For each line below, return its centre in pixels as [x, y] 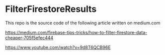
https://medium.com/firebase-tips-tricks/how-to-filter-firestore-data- [76, 32]
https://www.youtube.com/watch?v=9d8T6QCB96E [58, 47]
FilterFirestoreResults [51, 9]
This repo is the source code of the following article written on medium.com [83, 23]
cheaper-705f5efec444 [29, 38]
